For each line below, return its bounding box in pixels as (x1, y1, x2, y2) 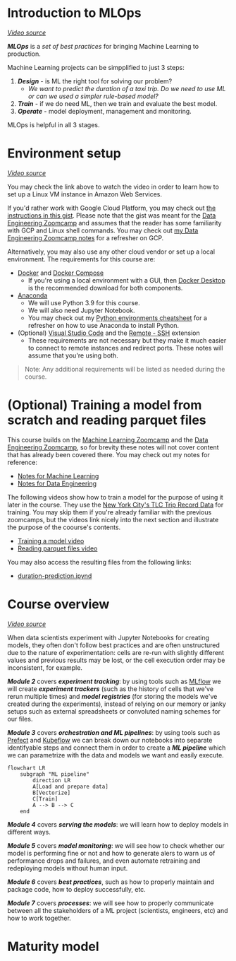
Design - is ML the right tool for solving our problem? (17, 76, 173, 86)
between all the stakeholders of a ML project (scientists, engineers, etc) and (7, 906, 228, 914)
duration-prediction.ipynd (17, 571, 92, 580)
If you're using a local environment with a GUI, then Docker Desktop (27, 276, 225, 284)
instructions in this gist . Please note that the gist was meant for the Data (7, 211, 216, 220)
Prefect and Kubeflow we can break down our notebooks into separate (7, 736, 213, 744)
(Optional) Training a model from (7, 397, 202, 413)
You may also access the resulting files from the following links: (7, 558, 192, 566)
